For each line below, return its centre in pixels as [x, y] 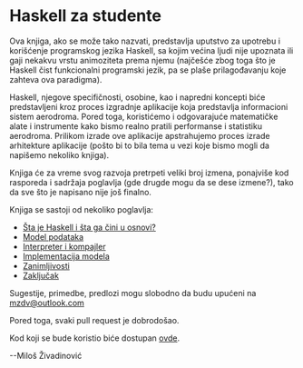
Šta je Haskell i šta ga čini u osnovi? [89, 227]
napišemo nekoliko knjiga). [59, 154]
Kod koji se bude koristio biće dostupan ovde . [95, 338]
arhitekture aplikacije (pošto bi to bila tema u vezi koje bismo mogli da [140, 145]
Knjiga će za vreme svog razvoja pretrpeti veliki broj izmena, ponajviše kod [149, 173]
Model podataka [53, 236]
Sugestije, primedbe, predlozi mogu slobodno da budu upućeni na [133, 293]
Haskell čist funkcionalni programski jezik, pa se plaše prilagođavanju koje [148, 70]
